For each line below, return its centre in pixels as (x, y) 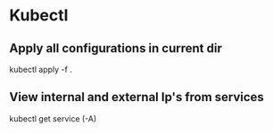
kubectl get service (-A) (53, 118)
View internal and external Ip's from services (137, 97)
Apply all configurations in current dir (116, 48)
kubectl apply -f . (41, 69)
